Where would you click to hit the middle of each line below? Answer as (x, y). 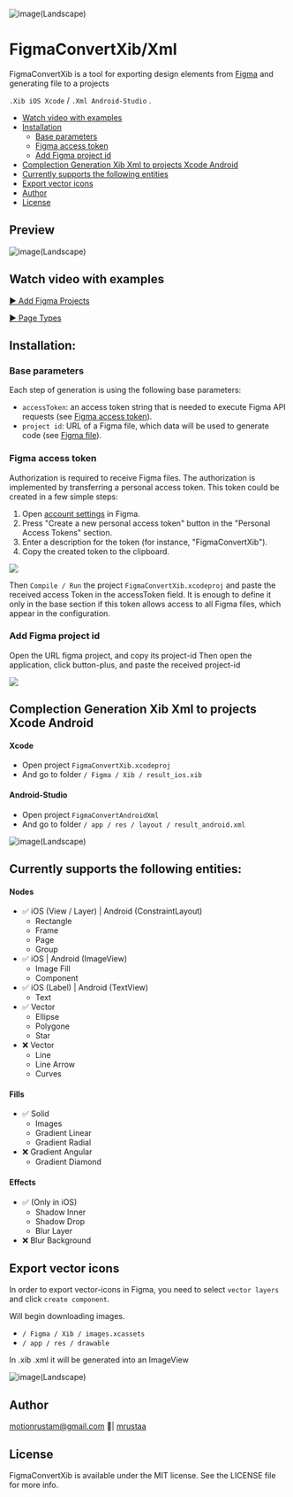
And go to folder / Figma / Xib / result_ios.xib (112, 775)
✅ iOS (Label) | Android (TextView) (85, 988)
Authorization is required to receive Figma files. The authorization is (132, 477)
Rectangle (53, 922)
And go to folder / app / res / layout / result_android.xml (133, 824)
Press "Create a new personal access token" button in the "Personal (146, 523)
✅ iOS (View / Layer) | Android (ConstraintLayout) (112, 911)
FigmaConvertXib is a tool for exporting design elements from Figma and (141, 73)
